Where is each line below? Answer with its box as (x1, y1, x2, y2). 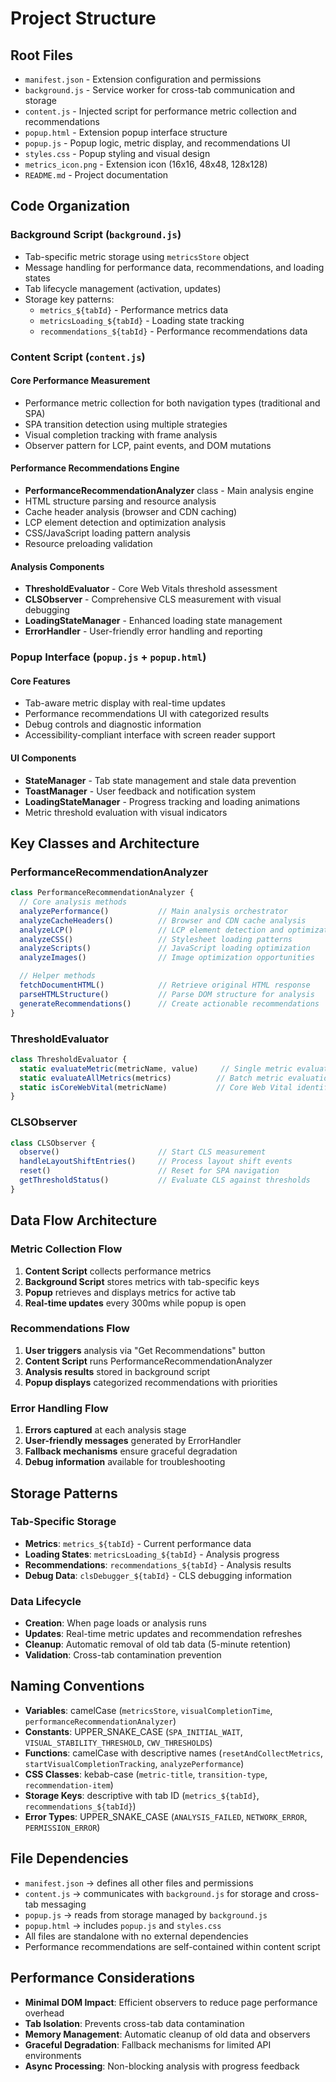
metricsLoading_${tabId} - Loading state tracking (39, 314, 245, 326)
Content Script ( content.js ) (10, 350, 146, 364)
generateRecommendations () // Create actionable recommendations (19, 998, 320, 1009)
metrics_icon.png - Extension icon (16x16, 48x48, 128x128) (24, 158, 268, 170)
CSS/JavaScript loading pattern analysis (24, 527, 191, 539)
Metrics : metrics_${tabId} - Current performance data (24, 1537, 252, 1549)
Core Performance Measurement (10, 375, 151, 387)
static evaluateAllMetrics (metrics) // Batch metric (19, 1073, 284, 1083)
